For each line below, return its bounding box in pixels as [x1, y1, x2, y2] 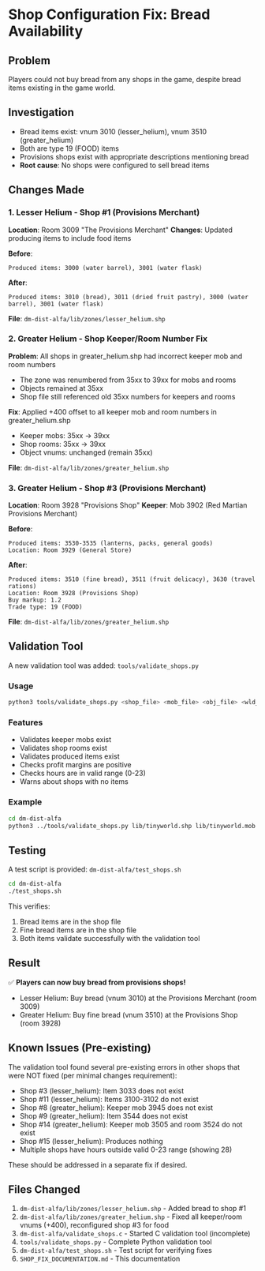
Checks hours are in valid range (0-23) [19, 768, 146, 778]
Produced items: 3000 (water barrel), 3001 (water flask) [8, 264, 203, 272]
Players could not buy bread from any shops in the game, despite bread [8, 75, 241, 84]
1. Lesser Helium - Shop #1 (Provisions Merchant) [8, 207, 200, 218]
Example [8, 797, 43, 808]
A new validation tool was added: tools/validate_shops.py [8, 661, 200, 670]
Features [8, 717, 43, 728]
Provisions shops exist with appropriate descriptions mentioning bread [19, 152, 249, 161]
